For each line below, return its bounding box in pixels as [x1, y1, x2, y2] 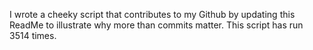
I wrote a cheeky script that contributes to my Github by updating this [9, 9, 296, 20]
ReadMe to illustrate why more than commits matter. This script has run [9, 19, 304, 31]
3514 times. [9, 30, 57, 41]
